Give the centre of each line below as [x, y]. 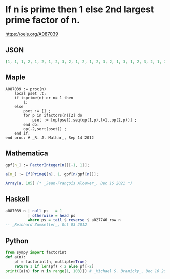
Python [17, 241]
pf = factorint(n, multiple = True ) [51, 262]
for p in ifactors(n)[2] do [53, 116]
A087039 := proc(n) [26, 89]
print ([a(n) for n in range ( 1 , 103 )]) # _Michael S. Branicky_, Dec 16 [82, 271]
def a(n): [16, 257]
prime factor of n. [42, 20]
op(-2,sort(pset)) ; [45, 129]
